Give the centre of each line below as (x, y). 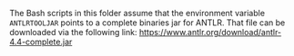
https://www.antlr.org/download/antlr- (210, 32)
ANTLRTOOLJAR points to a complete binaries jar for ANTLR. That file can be (147, 23)
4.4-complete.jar (41, 42)
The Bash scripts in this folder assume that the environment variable (137, 13)
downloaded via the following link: (73, 32)
